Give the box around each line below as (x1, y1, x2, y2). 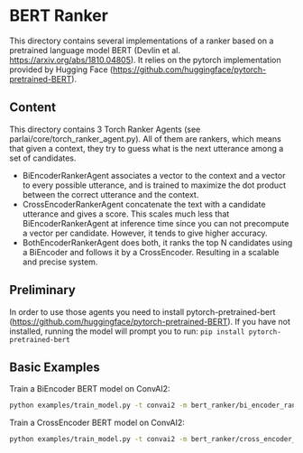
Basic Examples (9, 359, 101, 374)
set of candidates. (9, 153, 77, 163)
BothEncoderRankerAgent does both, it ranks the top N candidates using (22, 236, 293, 248)
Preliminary (9, 282, 77, 298)
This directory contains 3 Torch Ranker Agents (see (9, 124, 201, 134)
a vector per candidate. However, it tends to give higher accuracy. (22, 227, 268, 238)
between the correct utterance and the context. (22, 189, 199, 199)
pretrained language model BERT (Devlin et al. (9, 44, 181, 55)
